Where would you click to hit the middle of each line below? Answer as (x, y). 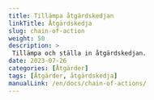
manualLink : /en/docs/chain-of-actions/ (78, 83)
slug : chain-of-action (47, 31)
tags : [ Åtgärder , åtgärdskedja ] (63, 76)
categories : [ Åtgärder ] (49, 69)
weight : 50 (27, 38)
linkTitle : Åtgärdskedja (50, 23)
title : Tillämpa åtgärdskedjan (61, 16)
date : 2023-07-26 (38, 61)
